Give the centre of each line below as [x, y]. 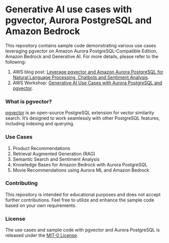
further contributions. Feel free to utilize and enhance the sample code [80, 200]
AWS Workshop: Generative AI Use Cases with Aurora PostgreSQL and [87, 83]
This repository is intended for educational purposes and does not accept [83, 194]
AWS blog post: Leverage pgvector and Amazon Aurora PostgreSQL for [88, 72]
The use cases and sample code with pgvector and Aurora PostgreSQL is [83, 230]
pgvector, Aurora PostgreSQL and [79, 20]
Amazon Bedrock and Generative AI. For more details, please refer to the [82, 56]
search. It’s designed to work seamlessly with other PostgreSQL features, [83, 118]
